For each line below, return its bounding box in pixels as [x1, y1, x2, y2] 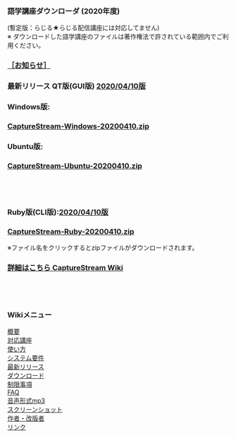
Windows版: [7, 102, 51, 112]
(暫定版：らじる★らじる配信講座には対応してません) [7, 23, 160, 32]
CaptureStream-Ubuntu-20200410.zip [7, 161, 142, 171]
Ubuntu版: [7, 141, 44, 151]
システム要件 [7, 354, 44, 363]
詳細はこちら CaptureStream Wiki [7, 263, 123, 273]
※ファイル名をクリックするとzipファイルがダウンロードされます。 [7, 243, 199, 252]
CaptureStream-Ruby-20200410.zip [7, 227, 135, 237]
